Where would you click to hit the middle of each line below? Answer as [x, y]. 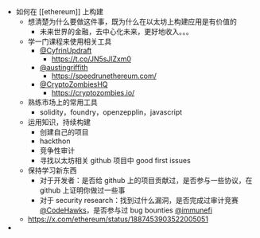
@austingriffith [64, 67]
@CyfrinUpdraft [66, 51]
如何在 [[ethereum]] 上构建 [60, 12]
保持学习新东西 [52, 170]
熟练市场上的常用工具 [62, 102]
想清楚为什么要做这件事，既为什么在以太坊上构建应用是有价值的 [132, 21]
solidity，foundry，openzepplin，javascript [111, 112]
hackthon [55, 141]
